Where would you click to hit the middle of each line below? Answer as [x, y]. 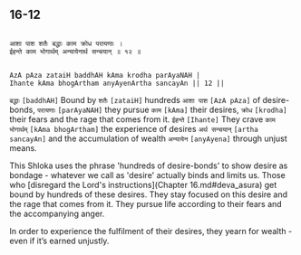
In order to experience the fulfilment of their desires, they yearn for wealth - [151, 231]
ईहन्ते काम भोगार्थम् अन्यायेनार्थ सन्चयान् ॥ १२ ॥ [75, 52]
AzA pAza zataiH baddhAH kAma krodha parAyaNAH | [105, 75]
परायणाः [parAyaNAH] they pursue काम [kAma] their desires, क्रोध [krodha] [162, 109]
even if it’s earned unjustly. [59, 241]
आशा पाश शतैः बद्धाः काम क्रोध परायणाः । [66, 43]
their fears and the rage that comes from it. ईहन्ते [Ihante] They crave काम [143, 119]
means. [24, 147]
